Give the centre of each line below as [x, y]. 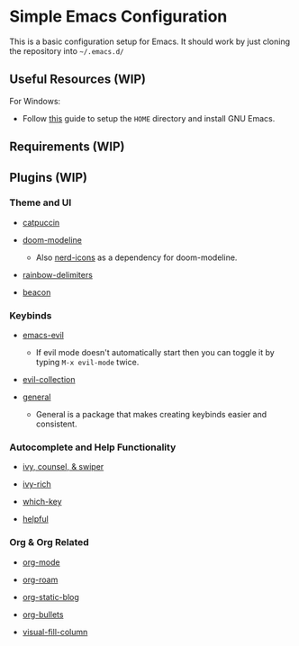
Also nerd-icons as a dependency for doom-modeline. [136, 257]
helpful [36, 519]
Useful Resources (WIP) [78, 80]
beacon [36, 292]
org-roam [40, 579]
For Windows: [35, 101]
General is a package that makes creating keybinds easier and [151, 415]
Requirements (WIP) [67, 147]
